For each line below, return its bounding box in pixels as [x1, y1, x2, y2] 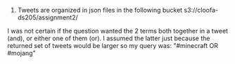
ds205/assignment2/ [17, 13, 79, 22]
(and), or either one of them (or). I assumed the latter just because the [7, 34, 210, 42]
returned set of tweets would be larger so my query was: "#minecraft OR [7, 42, 218, 49]
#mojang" [7, 49, 37, 57]
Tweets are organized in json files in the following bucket [17, 6, 183, 14]
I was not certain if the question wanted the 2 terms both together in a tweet [7, 27, 229, 35]
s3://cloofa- [184, 6, 219, 14]
